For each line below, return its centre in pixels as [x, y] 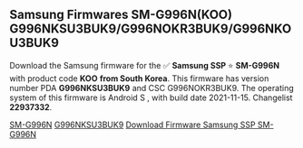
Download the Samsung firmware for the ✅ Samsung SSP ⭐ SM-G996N [144, 65]
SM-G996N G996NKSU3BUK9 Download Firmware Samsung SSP [132, 125]
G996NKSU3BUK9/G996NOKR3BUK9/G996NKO [151, 29]
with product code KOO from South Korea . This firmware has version [139, 78]
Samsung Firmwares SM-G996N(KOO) [121, 15]
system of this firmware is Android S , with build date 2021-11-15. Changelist [151, 97]
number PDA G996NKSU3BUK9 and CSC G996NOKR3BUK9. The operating [151, 88]
